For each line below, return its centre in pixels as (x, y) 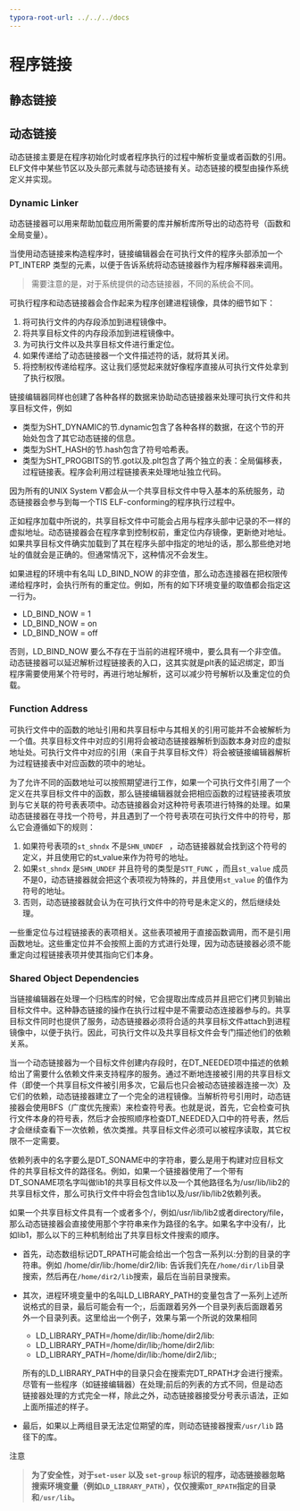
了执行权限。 (46, 378)
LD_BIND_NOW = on (59, 624)
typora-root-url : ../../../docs (69, 17)
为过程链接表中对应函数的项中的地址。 (79, 763)
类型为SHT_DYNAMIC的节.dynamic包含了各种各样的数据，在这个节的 (149, 427)
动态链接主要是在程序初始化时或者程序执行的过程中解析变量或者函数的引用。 (150, 157)
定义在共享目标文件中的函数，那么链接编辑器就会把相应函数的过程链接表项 (146, 793)
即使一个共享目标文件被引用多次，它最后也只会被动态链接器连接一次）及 (158, 1085)
